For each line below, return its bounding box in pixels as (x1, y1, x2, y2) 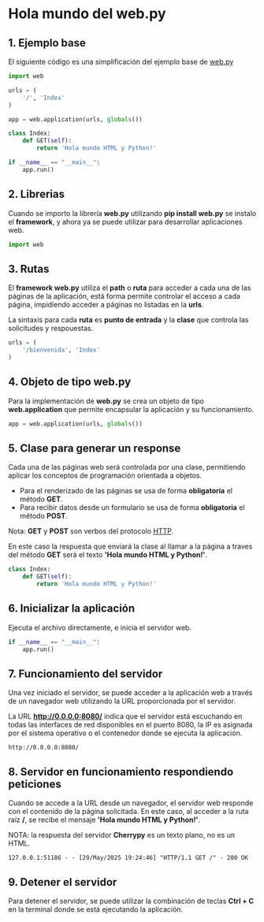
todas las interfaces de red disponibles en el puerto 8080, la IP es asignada (8, 720, 253, 730)
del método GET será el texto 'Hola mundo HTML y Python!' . (8, 550, 207, 560)
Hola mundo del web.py (8, 5, 167, 23)
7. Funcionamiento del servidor (8, 667, 163, 680)
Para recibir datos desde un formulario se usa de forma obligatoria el (19, 503, 245, 512)
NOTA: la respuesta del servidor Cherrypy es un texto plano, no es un (8, 831, 236, 840)
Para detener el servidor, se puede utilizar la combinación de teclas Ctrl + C (8, 896, 255, 905)
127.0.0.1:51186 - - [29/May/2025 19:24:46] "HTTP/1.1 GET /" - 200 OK (8, 854, 248, 862)
